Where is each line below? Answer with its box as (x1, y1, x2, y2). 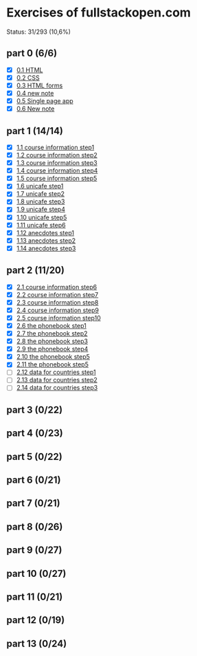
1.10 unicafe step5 (16, 213, 67, 221)
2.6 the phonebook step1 (16, 321, 87, 329)
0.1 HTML (16, 65, 43, 74)
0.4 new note (16, 89, 54, 97)
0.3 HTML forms (16, 81, 63, 89)
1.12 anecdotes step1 (16, 228, 75, 237)
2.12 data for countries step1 (16, 368, 97, 376)
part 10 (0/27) (6, 567, 67, 579)
